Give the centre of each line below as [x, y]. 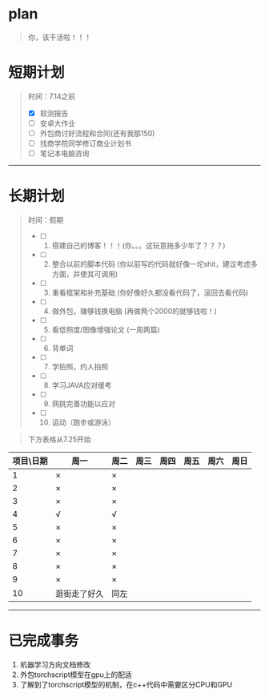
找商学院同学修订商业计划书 [86, 143]
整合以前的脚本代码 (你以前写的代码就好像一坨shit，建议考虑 [151, 264]
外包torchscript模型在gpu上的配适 [76, 675]
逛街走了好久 [80, 594]
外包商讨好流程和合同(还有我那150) [97, 133]
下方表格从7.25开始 [59, 439]
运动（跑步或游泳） [84, 422]
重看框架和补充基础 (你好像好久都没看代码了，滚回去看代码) [150, 292]
